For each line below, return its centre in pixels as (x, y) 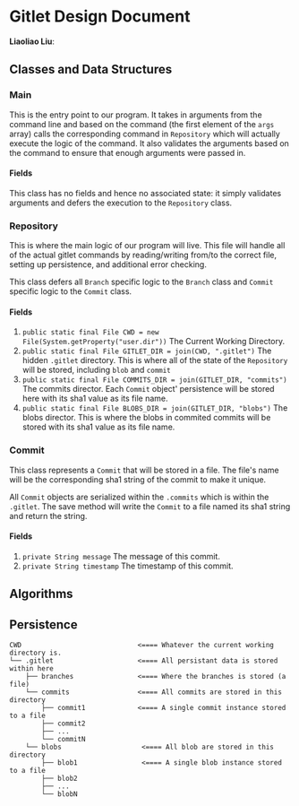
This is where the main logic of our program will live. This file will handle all (147, 246)
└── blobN (60, 794)
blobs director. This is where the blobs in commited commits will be (146, 418)
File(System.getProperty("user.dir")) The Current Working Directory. (153, 342)
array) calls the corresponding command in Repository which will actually (145, 134)
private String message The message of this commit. (121, 556)
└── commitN (64, 740)
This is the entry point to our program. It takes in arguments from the (136, 115)
